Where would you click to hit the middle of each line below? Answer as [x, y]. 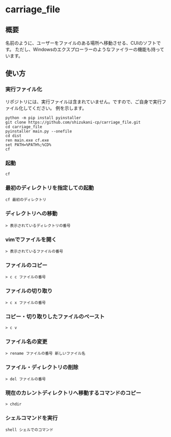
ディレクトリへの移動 [31, 214]
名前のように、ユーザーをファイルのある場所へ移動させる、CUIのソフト [81, 43]
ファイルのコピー [26, 265]
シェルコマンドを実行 [31, 418]
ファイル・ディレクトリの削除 [42, 367]
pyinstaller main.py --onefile [39, 131]
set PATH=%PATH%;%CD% [28, 145]
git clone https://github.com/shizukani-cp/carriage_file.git [73, 122]
